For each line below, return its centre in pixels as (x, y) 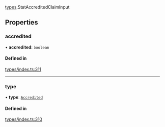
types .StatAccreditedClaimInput (37, 7)
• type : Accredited (24, 97)
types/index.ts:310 (24, 119)
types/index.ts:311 (23, 69)
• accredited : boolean (27, 47)
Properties (22, 22)
